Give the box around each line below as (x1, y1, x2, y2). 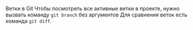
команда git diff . (5, 18, 52, 24)
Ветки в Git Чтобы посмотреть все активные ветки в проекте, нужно (5, 5, 180, 12)
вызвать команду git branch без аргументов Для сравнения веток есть (5, 11, 188, 18)
